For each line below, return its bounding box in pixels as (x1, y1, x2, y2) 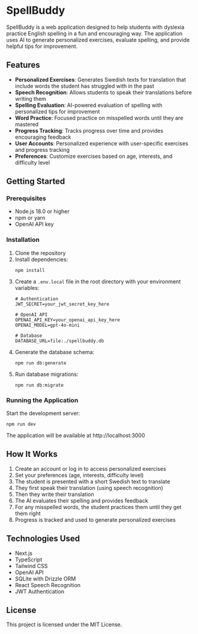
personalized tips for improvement (14, 107, 100, 115)
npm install (14, 267, 45, 273)
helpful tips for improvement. (6, 43, 78, 50)
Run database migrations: (14, 370, 79, 378)
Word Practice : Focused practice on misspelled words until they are (14, 114, 184, 121)
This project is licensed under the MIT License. (6, 621, 122, 628)
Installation (6, 235, 40, 244)
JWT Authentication (14, 588, 65, 595)
